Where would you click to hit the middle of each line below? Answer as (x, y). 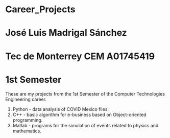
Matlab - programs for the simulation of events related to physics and (86, 125)
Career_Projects (40, 9)
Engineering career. (26, 99)
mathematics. (27, 131)
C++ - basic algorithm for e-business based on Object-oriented (79, 114)
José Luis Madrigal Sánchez (66, 33)
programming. (28, 120)
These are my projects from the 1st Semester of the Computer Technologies (85, 94)
